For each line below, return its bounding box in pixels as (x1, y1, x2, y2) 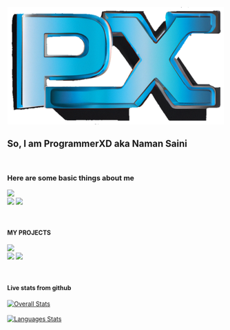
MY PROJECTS (7, 229, 52, 237)
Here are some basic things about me (7, 173, 134, 183)
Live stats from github (7, 283, 72, 292)
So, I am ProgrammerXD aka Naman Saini (7, 138, 187, 150)
